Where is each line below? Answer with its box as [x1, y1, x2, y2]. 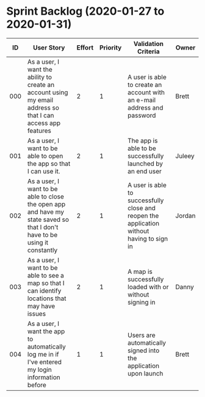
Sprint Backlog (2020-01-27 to [6, 4, 165, 18]
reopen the [128, 211, 159, 220]
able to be [128, 144, 157, 153]
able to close [27, 192, 64, 200]
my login [27, 365, 52, 374]
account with [128, 88, 165, 96]
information [27, 372, 60, 381]
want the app [27, 327, 65, 335]
